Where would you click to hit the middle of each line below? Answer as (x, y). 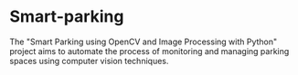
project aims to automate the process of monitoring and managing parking (149, 51)
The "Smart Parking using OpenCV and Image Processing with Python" (144, 42)
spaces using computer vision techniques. (89, 61)
